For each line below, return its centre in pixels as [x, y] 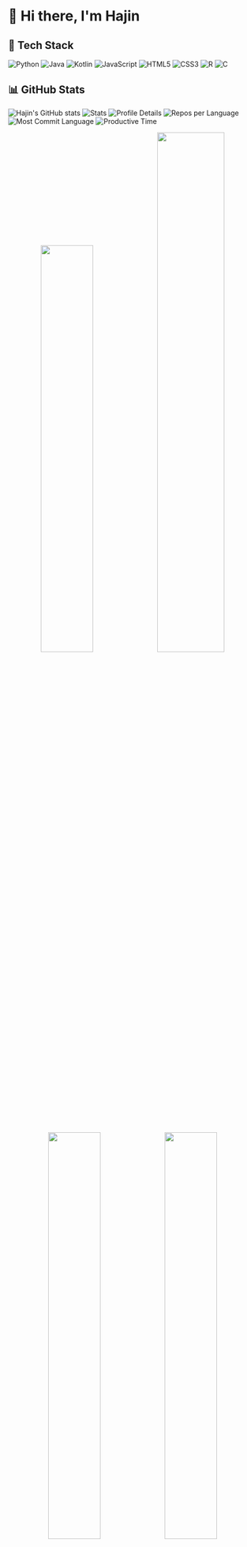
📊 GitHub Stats [47, 90]
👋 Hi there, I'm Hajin [74, 16]
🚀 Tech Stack [41, 45]
